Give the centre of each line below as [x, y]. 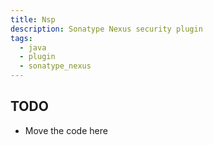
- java [33, 47]
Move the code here [66, 130]
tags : [21, 38]
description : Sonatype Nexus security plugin [106, 29]
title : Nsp [33, 19]
